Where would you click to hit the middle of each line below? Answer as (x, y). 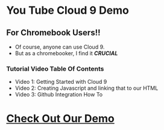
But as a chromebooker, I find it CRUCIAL (66, 53)
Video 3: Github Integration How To (59, 95)
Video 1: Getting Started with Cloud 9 (61, 82)
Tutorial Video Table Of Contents (55, 68)
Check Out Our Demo (60, 119)
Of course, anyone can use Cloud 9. (60, 47)
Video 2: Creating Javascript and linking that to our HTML (87, 88)
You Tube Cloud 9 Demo (68, 10)
